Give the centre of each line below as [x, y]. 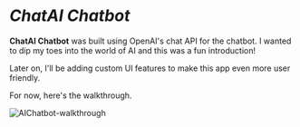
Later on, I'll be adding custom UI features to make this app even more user [150, 68]
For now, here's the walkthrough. [71, 95]
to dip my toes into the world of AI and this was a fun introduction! [133, 50]
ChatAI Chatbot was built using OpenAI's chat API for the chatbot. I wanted [150, 41]
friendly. [25, 77]
